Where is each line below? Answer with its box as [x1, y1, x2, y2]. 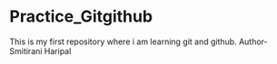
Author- [239, 36, 268, 47]
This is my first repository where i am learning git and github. [9, 36, 238, 47]
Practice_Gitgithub [9, 6, 153, 27]
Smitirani [9, 45, 43, 56]
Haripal [44, 45, 72, 56]
